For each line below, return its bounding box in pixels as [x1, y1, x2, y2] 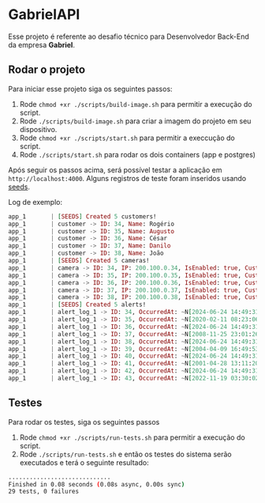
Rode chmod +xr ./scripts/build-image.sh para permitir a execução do [19, 99, 252, 108]
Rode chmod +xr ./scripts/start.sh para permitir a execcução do [19, 133, 235, 142]
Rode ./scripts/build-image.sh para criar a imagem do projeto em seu [19, 116, 252, 126]
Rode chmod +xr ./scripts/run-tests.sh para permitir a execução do [19, 433, 246, 442]
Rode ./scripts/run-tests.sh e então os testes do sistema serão [19, 449, 232, 459]
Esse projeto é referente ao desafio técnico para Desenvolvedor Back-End [8, 32, 250, 41]
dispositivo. [19, 124, 58, 134]
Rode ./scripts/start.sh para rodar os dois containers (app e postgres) [19, 149, 256, 159]
